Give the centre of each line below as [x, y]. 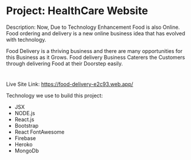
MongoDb [27, 151]
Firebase [25, 138]
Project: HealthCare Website [77, 11]
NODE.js [25, 114]
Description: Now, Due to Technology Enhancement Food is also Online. [93, 27]
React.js [24, 119]
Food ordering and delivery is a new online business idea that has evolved [96, 33]
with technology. [26, 39]
